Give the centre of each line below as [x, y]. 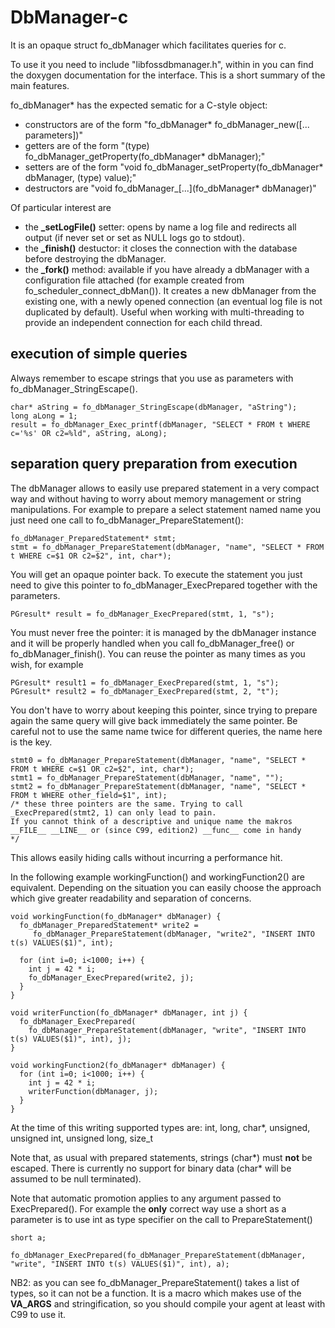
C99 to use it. [38, 1314]
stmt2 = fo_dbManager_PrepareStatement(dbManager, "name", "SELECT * [158, 786]
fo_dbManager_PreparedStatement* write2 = [109, 925]
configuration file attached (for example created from [134, 280]
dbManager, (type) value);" [80, 177]
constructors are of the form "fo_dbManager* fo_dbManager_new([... [167, 124]
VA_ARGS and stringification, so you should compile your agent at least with [168, 1303]
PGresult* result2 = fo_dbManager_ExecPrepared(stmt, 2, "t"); [145, 691]
